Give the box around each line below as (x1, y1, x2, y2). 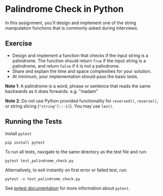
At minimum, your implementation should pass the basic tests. (12, 73, 139, 79)
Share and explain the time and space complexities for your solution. (12, 68, 152, 74)
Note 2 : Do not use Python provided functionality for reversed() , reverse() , (5, 98, 159, 104)
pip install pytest (5, 140, 45, 145)
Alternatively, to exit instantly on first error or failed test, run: (5, 167, 128, 173)
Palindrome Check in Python (5, 3, 124, 15)
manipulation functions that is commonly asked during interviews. (5, 25, 139, 31)
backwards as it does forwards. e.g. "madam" (5, 88, 98, 94)
